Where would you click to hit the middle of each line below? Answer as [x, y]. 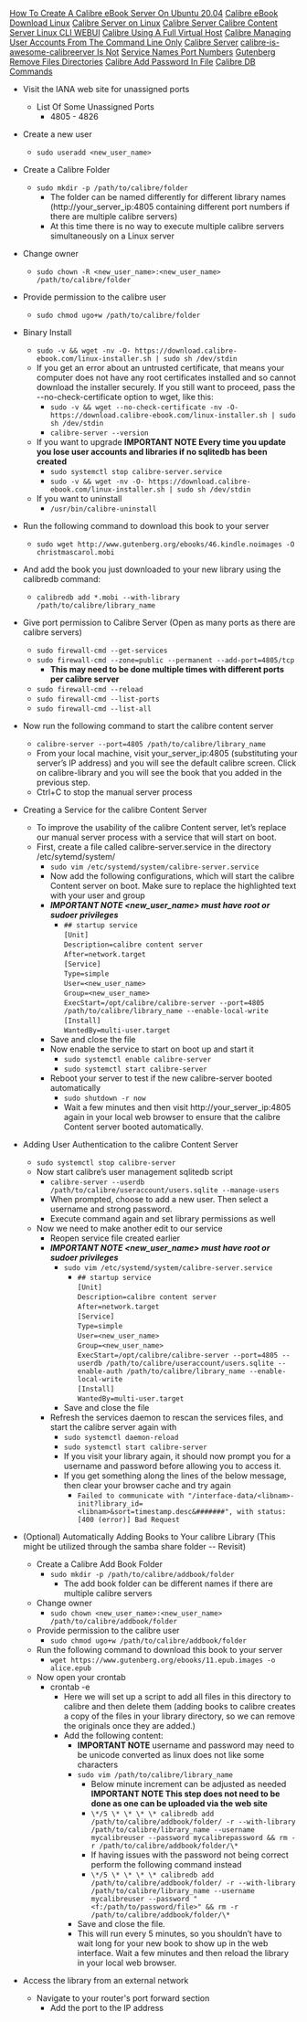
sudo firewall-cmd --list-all [94, 709]
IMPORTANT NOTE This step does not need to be [185, 1794]
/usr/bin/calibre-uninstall [103, 509]
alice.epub [70, 1668]
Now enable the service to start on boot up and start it [152, 1049]
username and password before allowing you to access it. [172, 1466]
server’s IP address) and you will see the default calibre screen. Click [166, 763]
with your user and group [98, 895]
